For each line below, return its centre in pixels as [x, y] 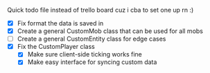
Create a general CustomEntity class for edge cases [91, 39]
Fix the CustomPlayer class [56, 47]
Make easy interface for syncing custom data [92, 62]
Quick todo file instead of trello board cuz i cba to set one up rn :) [100, 10]
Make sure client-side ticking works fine [85, 54]
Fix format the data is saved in [60, 23]
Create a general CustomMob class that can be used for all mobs [110, 31]
